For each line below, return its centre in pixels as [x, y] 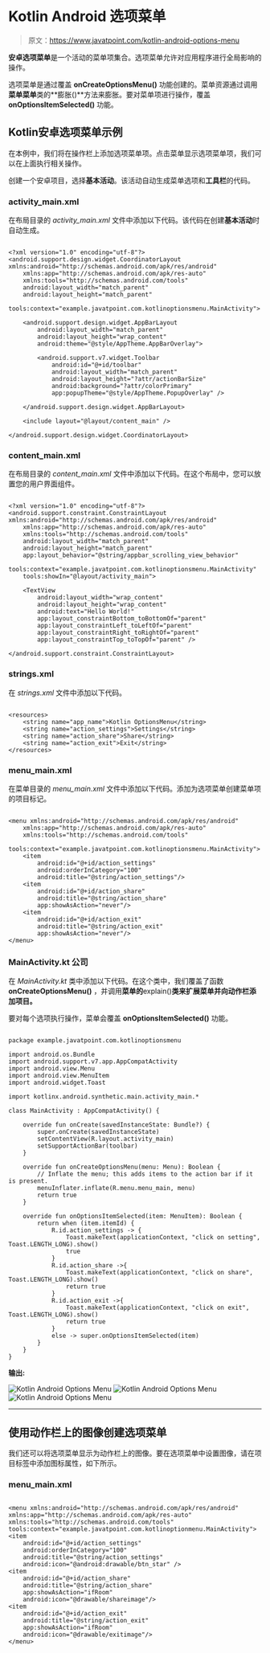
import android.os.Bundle [51, 1055]
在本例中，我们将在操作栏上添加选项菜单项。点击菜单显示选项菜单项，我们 [131, 153]
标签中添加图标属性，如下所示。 [68, 1463]
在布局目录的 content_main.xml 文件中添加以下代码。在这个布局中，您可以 [131, 474]
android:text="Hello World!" [86, 612]
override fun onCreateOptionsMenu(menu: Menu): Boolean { [122, 1167]
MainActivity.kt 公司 [48, 962]
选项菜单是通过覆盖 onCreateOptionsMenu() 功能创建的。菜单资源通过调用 [133, 84]
